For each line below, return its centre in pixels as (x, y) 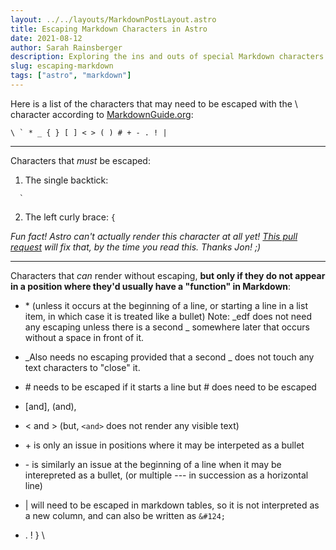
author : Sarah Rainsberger (66, 47)
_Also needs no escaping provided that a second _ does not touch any (169, 357)
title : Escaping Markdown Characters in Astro (109, 29)
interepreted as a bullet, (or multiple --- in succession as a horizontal (166, 475)
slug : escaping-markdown (62, 66)
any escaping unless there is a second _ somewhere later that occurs (167, 327)
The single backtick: (66, 180)
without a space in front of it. (84, 337)
